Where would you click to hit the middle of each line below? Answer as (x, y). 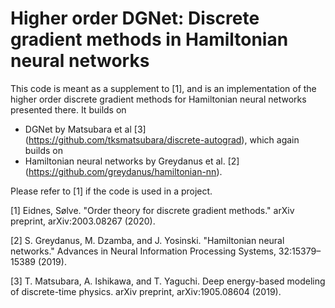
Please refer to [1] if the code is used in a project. (111, 191)
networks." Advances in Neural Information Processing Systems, (143, 251)
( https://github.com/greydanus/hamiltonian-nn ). (123, 171)
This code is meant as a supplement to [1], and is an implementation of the (163, 88)
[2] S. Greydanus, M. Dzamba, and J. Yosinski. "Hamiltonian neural (147, 240)
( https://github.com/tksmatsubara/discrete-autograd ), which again (162, 139)
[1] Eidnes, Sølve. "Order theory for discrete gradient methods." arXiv (152, 210)
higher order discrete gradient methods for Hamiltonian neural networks (158, 99)
